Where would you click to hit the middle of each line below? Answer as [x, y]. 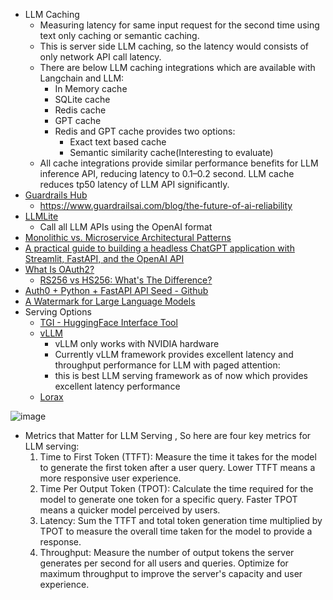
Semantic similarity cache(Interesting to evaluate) [171, 152]
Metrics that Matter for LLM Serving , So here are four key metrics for [168, 435]
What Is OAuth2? [59, 269]
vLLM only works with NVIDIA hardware [137, 343]
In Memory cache [91, 88]
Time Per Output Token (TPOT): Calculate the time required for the [176, 488]
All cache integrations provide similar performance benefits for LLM [179, 163]
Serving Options [58, 312]
